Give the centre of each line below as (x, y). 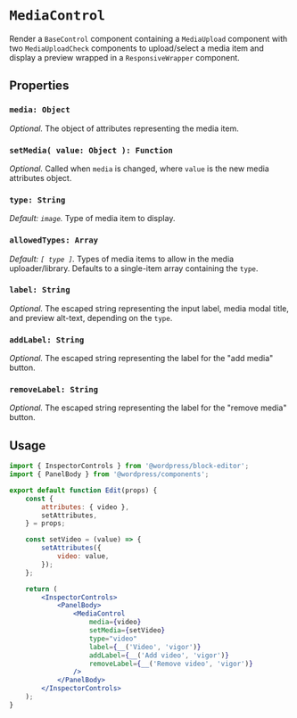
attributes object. (41, 177)
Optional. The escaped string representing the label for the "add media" (141, 359)
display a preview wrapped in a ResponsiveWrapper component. (125, 57)
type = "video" (113, 639)
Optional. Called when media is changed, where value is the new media (139, 169)
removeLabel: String (54, 390)
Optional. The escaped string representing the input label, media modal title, (149, 308)
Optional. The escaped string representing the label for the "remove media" (148, 408)
